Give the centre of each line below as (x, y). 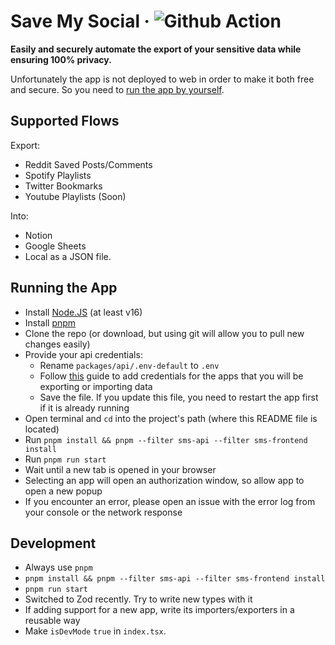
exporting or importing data (96, 386)
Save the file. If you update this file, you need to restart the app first (179, 397)
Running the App (64, 288)
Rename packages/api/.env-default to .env (129, 365)
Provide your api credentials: (83, 354)
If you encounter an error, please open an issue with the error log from (170, 501)
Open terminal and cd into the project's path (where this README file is (171, 418)
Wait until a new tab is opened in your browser (120, 469)
